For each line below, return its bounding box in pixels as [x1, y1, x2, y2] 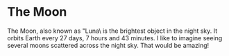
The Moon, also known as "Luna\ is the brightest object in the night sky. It [7, 27, 218, 35]
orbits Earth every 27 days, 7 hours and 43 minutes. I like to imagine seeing [7, 33, 223, 42]
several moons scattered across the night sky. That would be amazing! [7, 41, 210, 49]
